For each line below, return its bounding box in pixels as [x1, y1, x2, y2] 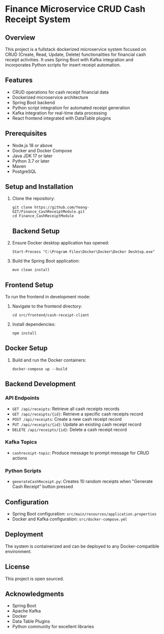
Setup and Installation [5, 183, 73, 191]
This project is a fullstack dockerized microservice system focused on [5, 47, 146, 52]
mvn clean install [12, 268, 50, 272]
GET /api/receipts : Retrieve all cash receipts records [12, 406, 120, 412]
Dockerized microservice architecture [12, 94, 89, 100]
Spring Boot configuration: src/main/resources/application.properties [12, 511, 157, 516]
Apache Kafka [12, 608, 41, 614]
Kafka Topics [5, 439, 37, 445]
